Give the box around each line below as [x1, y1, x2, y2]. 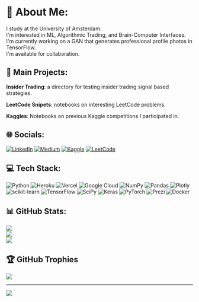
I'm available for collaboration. [6, 50, 80, 57]
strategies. [6, 89, 33, 97]
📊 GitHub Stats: [6, 206, 67, 216]
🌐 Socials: [6, 130, 45, 140]
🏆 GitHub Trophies [6, 255, 79, 265]
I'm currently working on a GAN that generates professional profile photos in [6, 37, 192, 44]
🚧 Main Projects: [6, 68, 68, 78]
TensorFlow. [6, 44, 36, 51]
